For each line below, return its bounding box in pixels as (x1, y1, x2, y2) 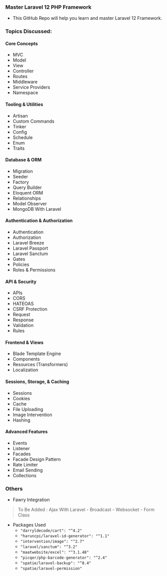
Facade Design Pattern (12, 456, 61, 462)
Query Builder (12, 184, 42, 190)
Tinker (12, 123, 26, 129)
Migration (12, 168, 33, 174)
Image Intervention (12, 412, 52, 418)
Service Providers (12, 84, 50, 90)
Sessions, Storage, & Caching (5, 378, 70, 385)
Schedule (12, 134, 33, 141)
